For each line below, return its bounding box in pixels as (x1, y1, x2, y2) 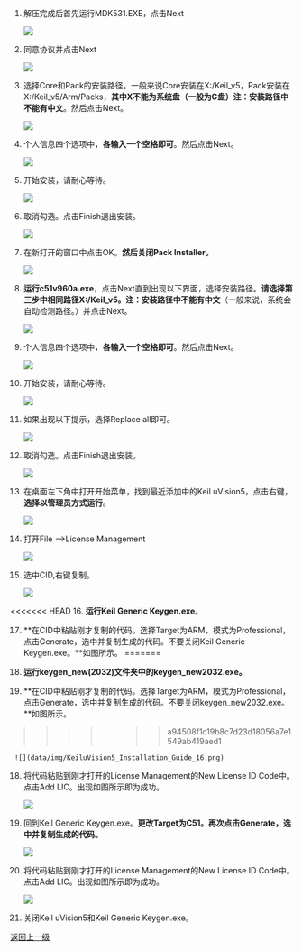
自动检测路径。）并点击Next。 (23, 306, 133, 316)
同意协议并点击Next (23, 44, 97, 54)
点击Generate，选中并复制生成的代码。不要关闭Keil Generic (23, 636, 246, 647)
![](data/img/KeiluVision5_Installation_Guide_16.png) (14, 753, 224, 762)
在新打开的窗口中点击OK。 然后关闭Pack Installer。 (23, 247, 215, 257)
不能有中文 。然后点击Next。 (23, 103, 129, 113)
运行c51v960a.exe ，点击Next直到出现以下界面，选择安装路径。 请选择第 (23, 283, 293, 293)
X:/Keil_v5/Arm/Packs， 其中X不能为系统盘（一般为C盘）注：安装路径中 (23, 91, 289, 102)
